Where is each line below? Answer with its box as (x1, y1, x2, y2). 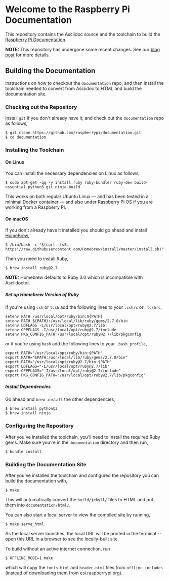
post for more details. (5, 52, 50, 58)
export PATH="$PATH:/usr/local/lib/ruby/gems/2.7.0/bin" (5, 355, 128, 360)
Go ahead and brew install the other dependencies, (5, 396, 115, 402)
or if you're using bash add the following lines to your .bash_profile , (5, 341, 147, 347)
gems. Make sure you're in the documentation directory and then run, (5, 439, 148, 445)
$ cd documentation (5, 135, 47, 140)
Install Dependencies (5, 383, 51, 390)
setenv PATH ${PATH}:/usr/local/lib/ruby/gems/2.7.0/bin (5, 318, 128, 324)
